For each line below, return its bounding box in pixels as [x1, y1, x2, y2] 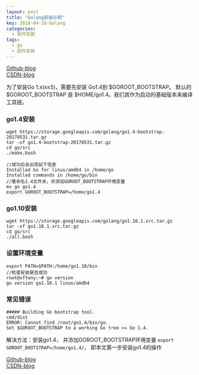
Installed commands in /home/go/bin [6, 172, 98, 178]
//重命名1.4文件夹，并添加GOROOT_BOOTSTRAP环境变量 [6, 179, 125, 185]
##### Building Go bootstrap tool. [6, 309, 95, 315]
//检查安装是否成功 [6, 269, 48, 276]
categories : [6, 25, 36, 32]
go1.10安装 [6, 204, 37, 212]
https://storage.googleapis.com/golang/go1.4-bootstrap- [19, 129, 165, 135]
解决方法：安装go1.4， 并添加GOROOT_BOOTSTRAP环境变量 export [6, 336, 174, 343]
